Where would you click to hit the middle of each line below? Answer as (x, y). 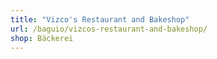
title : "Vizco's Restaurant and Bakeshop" (100, 19)
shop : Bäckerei (42, 38)
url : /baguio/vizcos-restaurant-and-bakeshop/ (109, 29)
